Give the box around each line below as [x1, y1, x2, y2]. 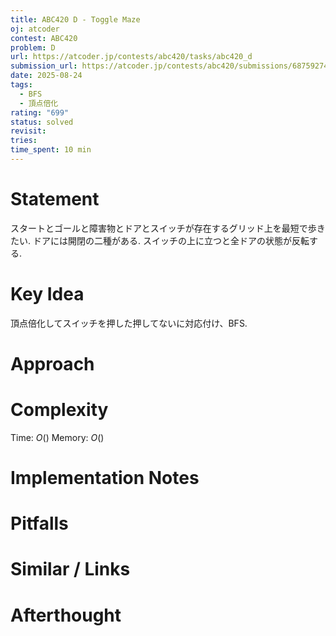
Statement [10, 188, 100, 211]
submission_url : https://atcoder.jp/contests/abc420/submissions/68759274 [10, 61, 329, 71]
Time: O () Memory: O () [10, 431, 105, 443]
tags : [10, 80, 33, 90]
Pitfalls [10, 512, 69, 535]
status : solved [10, 117, 74, 127]
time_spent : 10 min [10, 145, 92, 155]
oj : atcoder [10, 24, 60, 34]
